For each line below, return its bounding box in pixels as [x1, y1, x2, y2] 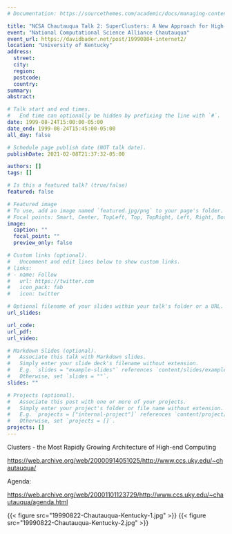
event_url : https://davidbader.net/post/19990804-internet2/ [7, 35, 187, 42]
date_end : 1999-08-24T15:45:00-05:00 [7, 125, 116, 132]
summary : [7, 87, 32, 94]
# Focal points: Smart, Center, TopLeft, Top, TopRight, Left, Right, [7, 214, 215, 221]
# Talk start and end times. [7, 106, 91, 113]
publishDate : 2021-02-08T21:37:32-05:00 [7, 150, 126, 158]
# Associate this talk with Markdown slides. [7, 353, 147, 360]
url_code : [7, 322, 36, 329]
